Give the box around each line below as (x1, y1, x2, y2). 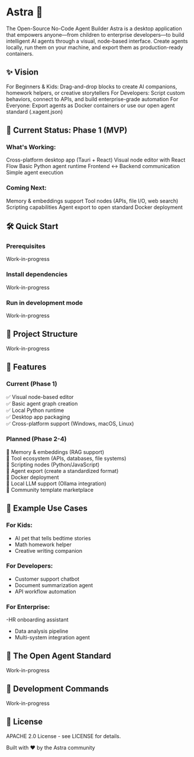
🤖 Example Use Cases (6, 503, 88, 514)
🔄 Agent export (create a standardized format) (6, 467, 119, 474)
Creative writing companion (14, 547, 83, 554)
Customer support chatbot (14, 575, 80, 582)
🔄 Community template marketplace (6, 486, 93, 493)
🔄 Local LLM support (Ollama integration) (6, 479, 106, 487)
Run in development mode (6, 298, 83, 307)
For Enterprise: (6, 603, 50, 611)
